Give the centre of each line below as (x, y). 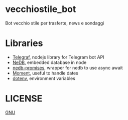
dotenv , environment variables (44, 78)
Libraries (24, 43)
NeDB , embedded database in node (49, 62)
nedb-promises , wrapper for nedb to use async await (68, 67)
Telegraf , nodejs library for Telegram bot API (58, 57)
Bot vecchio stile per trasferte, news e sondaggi (55, 23)
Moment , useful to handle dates (45, 73)
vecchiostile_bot (41, 9)
